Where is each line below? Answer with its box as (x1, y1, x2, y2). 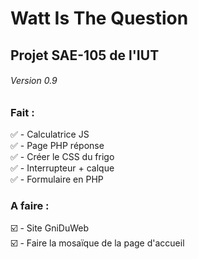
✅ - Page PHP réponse (10, 140, 105, 152)
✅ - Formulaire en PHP (10, 173, 104, 186)
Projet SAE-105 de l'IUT (10, 47, 160, 64)
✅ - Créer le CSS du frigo (10, 151, 115, 163)
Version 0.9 (10, 75, 58, 87)
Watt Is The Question (10, 7, 189, 30)
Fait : (10, 105, 35, 119)
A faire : (10, 199, 50, 213)
